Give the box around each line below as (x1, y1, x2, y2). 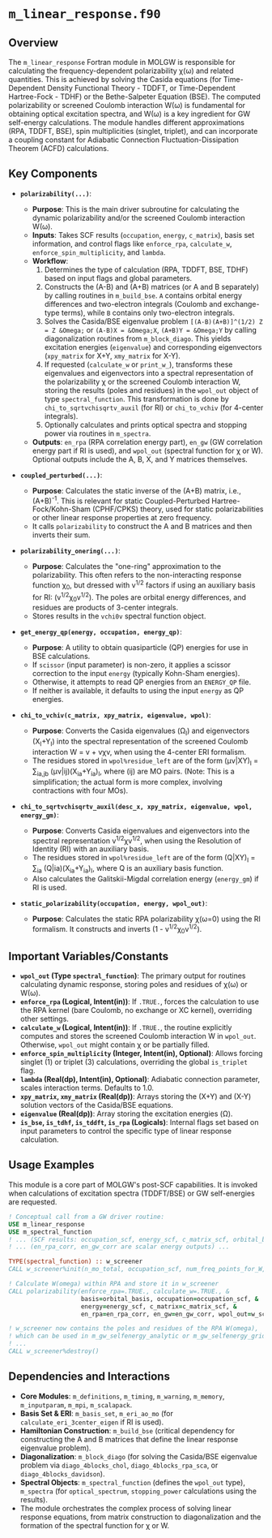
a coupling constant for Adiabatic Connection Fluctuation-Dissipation (8, 135, 239, 144)
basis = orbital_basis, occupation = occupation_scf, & (80, 1295, 259, 1303)
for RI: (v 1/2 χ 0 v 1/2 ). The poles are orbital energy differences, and (32, 591, 247, 604)
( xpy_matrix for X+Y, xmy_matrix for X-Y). (44, 351, 181, 360)
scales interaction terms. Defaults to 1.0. (19, 1083, 155, 1093)
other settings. (19, 1014, 69, 1024)
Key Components (8, 167, 98, 181)
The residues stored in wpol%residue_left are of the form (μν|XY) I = (32, 756, 259, 767)
